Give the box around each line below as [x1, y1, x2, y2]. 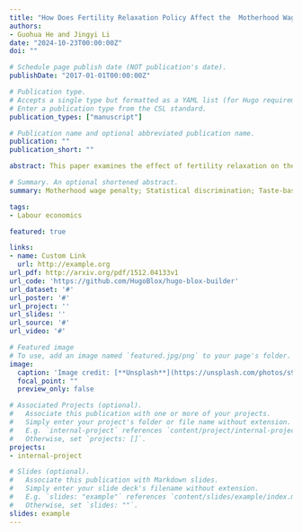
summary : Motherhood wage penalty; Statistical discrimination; [9, 186, 255, 195]
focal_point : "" [17, 377, 78, 386]
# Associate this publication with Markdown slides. [9, 475, 219, 485]
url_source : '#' [9, 318, 70, 328]
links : [9, 244, 34, 253]
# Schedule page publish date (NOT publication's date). [9, 63, 227, 72]
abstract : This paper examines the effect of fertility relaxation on [9, 162, 280, 171]
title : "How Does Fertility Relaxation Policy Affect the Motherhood [9, 13, 280, 22]
